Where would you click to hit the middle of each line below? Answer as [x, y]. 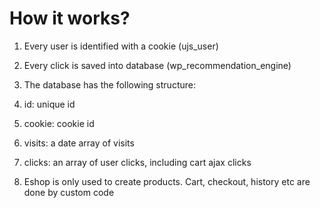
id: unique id [49, 104]
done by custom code [69, 192]
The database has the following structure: [109, 84]
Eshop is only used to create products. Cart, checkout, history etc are [167, 181]
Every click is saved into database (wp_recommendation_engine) [157, 65]
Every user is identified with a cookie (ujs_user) [121, 46]
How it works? [70, 18]
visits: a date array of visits [79, 143]
